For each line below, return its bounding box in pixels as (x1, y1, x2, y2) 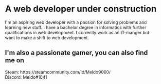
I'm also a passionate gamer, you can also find (5, 49, 148, 57)
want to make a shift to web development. (5, 35, 89, 41)
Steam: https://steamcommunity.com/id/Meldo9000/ (5, 69, 111, 75)
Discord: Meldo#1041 (5, 74, 47, 80)
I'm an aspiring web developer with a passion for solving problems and (5, 19, 147, 25)
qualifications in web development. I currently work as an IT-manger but (5, 29, 150, 35)
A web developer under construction (5, 3, 157, 14)
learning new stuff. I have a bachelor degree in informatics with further (5, 24, 147, 30)
